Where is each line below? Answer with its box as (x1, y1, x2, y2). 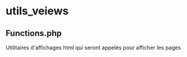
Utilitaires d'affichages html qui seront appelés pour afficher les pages (5, 44, 181, 51)
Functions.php (5, 28, 62, 38)
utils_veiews (5, 4, 69, 18)
